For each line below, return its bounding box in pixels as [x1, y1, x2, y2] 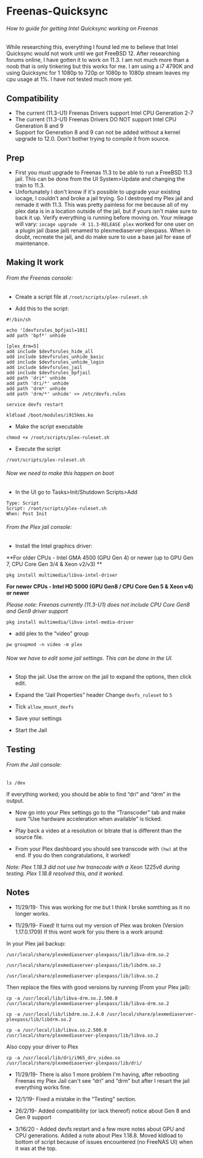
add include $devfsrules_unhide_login [6, 359, 104, 365]
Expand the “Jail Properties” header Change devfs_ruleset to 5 [15, 692, 173, 699]
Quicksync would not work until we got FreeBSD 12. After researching [6, 50, 180, 57]
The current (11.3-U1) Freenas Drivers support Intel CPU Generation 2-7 [15, 109, 194, 116]
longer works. [15, 910, 50, 917]
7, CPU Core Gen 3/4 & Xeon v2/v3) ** [6, 560, 102, 568]
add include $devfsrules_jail [6, 364, 83, 371]
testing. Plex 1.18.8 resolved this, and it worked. [6, 869, 124, 877]
